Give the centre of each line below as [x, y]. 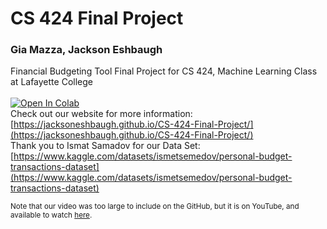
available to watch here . [51, 215]
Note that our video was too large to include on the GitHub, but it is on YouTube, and [155, 207]
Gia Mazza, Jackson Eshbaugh [86, 50]
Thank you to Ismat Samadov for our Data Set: [105, 146]
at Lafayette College [51, 82]
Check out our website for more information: [101, 114]
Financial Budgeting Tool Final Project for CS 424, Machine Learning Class [164, 71]
